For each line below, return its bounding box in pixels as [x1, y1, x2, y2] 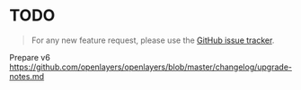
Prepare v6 [9, 52, 51, 62]
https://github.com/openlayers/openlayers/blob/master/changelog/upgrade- [9, 61, 293, 72]
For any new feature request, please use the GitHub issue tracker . [31, 35, 275, 45]
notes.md [9, 70, 45, 81]
